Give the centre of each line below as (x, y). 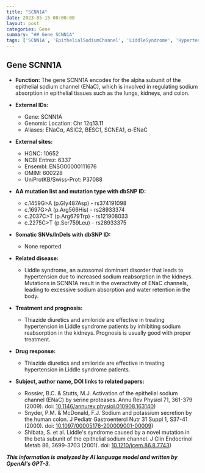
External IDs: (32, 105)
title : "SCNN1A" (27, 12)
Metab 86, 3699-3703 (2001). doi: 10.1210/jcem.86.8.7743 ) (98, 445)
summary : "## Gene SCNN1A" (41, 35)
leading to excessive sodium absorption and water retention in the (107, 289)
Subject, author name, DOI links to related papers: (80, 381)
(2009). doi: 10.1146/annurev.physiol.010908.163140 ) (90, 406)
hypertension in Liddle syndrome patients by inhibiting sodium (103, 326)
